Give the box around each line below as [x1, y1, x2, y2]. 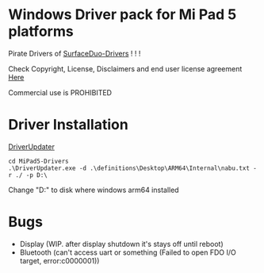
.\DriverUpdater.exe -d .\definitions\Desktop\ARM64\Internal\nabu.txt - [8, 164, 258, 172]
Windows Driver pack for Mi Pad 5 [8, 6, 237, 24]
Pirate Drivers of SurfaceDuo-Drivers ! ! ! [8, 48, 141, 58]
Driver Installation [8, 116, 128, 134]
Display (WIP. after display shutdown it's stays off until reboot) [19, 239, 224, 248]
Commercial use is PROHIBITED [8, 87, 113, 97]
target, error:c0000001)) [19, 256, 100, 265]
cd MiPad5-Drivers [8, 157, 69, 165]
